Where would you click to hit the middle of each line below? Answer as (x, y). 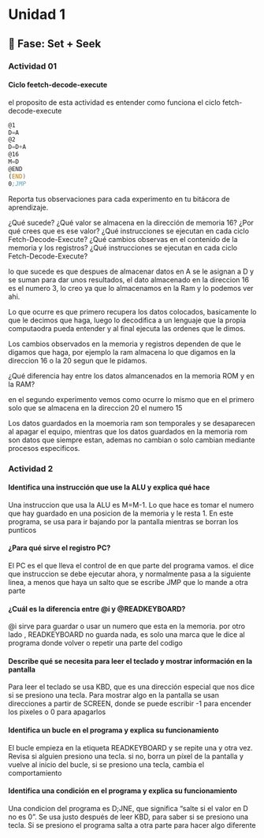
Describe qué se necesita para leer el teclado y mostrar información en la (130, 661)
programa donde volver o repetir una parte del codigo (95, 643)
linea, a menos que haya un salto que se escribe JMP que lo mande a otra (128, 582)
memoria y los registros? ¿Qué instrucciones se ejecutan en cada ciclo (123, 248)
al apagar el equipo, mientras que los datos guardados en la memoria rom (128, 431)
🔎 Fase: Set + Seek (55, 44)
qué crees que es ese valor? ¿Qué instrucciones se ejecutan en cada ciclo (129, 231)
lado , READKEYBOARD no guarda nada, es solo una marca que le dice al (127, 635)
